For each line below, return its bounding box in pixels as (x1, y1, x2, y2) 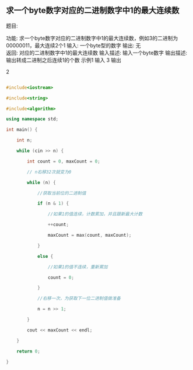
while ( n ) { (27, 179, 57, 185)
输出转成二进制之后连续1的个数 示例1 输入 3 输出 (6, 56, 121, 63)
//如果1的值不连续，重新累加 (47, 264, 108, 270)
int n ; (16, 137, 33, 143)
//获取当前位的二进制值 (37, 190, 86, 196)
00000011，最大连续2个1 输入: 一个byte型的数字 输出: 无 (6, 42, 141, 49)
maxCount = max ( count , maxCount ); (47, 233, 132, 238)
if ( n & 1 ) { (37, 200, 69, 206)
